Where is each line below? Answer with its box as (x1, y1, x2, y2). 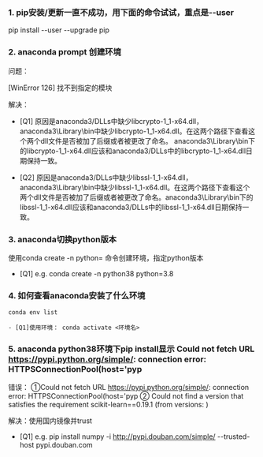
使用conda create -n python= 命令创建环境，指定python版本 (8, 253, 204, 262)
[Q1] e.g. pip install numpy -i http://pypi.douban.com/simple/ (19, 432, 216, 441)
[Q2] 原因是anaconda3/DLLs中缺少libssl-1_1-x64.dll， (19, 172, 193, 182)
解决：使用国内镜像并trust (8, 416, 93, 425)
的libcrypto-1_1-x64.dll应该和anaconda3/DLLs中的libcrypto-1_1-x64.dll (19, 146, 246, 155)
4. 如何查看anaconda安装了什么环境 (8, 290, 146, 301)
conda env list (8, 309, 58, 317)
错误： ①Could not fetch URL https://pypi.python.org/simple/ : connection (8, 383, 250, 392)
